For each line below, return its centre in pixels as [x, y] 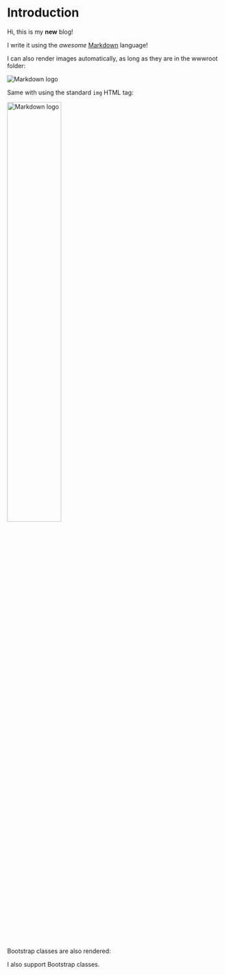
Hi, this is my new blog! [40, 32]
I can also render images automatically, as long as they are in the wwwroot [113, 58]
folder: [16, 65]
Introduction [43, 13]
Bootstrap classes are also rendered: [59, 951]
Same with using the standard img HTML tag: [70, 92]
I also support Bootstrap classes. [54, 964]
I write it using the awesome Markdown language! [78, 45]
